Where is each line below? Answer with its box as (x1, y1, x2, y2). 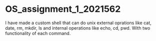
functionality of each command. (5, 30, 71, 36)
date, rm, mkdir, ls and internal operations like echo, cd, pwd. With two (5, 25, 150, 31)
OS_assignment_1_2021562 (5, 3, 121, 15)
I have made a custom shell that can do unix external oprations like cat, (5, 20, 151, 26)
